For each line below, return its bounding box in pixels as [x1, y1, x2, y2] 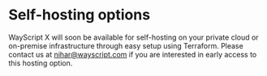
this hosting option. [8, 58, 73, 68]
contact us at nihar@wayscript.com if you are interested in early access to [8, 49, 257, 59]
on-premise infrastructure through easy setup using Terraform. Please [8, 40, 243, 50]
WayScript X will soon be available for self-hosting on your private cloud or [8, 32, 259, 42]
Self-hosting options [8, 6, 151, 24]
